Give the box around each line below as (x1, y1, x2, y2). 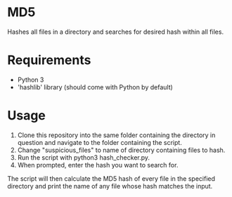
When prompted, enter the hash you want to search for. (17, 160, 179, 169)
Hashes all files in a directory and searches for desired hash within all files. (7, 27, 224, 36)
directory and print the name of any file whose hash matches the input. (7, 182, 213, 190)
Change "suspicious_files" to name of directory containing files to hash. (17, 146, 226, 154)
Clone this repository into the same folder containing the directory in (17, 131, 216, 139)
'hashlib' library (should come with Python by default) (17, 82, 174, 91)
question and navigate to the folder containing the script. (17, 138, 183, 146)
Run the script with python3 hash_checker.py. (17, 153, 150, 162)
